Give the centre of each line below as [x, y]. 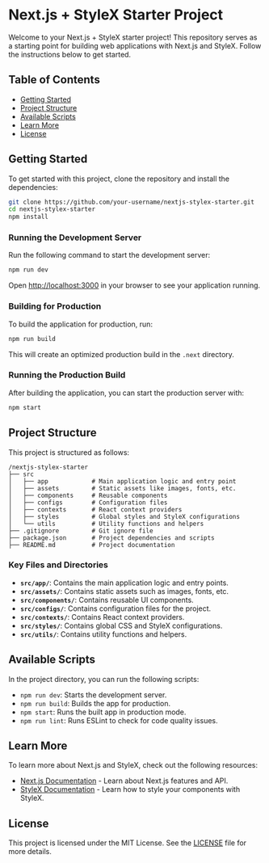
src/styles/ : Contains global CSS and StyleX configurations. [121, 625]
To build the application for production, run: [81, 324]
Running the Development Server [75, 238]
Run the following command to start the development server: [109, 255]
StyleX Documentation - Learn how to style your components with [130, 789]
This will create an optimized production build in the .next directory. [121, 354]
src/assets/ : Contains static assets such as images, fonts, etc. [124, 591]
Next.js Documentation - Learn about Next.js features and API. [124, 781]
